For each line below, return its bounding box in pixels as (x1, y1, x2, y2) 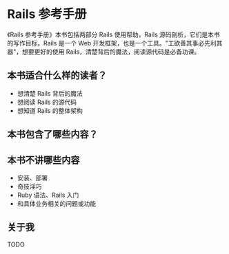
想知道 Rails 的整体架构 (17, 106, 83, 114)
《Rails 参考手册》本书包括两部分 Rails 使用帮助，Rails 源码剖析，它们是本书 (7, 30, 221, 39)
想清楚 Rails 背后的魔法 (17, 89, 83, 97)
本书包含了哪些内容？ (7, 129, 98, 140)
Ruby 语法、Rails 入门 (17, 191, 79, 199)
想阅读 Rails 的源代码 (17, 98, 77, 106)
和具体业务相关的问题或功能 (17, 199, 97, 207)
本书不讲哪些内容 (7, 154, 80, 166)
